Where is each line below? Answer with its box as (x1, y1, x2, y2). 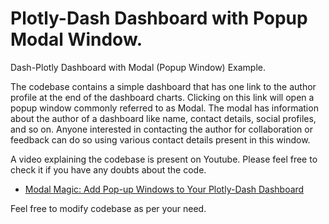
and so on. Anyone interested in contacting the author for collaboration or (10, 123, 313, 135)
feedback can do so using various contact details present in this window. (10, 133, 311, 146)
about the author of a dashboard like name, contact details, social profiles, (10, 112, 317, 124)
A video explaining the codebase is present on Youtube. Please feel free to (10, 153, 318, 165)
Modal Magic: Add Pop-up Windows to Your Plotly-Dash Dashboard (24, 183, 305, 195)
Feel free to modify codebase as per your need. (10, 202, 207, 214)
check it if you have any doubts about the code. (10, 163, 207, 176)
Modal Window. (10, 28, 143, 51)
